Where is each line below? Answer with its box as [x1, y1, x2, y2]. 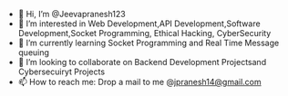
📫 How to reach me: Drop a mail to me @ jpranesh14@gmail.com [17, 77, 262, 87]
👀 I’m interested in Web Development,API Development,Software [17, 18, 262, 29]
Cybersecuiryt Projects [17, 66, 106, 77]
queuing [17, 47, 50, 58]
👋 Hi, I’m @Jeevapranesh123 [17, 9, 126, 19]
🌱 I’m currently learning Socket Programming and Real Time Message [17, 37, 280, 48]
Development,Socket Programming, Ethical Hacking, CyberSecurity [17, 28, 272, 38]
